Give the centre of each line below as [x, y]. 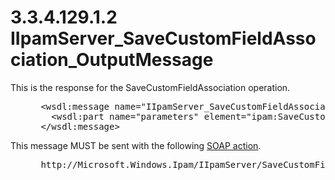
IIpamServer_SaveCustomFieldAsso [163, 38]
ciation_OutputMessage [112, 60]
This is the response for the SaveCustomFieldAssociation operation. [150, 87]
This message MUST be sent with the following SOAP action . [136, 145]
